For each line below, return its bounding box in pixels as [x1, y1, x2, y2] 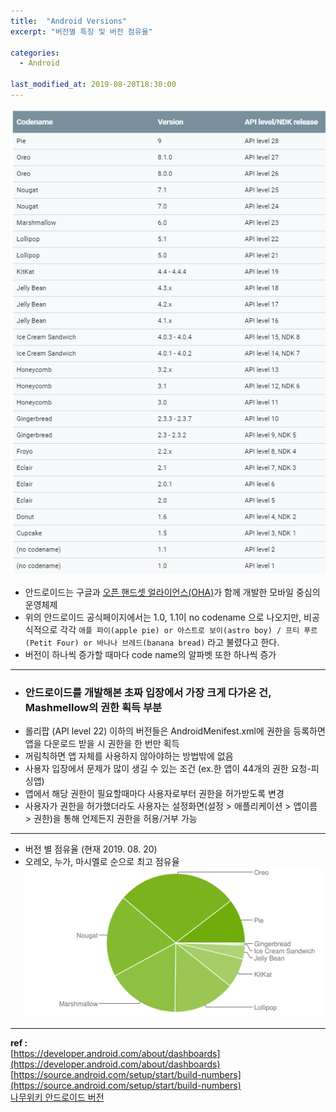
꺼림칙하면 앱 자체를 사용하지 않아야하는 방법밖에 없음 [24, 750, 234, 762]
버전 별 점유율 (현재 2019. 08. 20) [24, 843, 158, 855]
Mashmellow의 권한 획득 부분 [24, 700, 163, 714]
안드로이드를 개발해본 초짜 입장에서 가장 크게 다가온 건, [24, 685, 272, 699]
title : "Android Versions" [10, 16, 128, 26]
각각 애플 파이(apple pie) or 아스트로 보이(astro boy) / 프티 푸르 [59, 623, 318, 635]
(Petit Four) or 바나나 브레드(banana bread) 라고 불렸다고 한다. [24, 636, 280, 648]
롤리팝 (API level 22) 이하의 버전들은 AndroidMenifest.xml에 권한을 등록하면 [24, 725, 326, 737]
